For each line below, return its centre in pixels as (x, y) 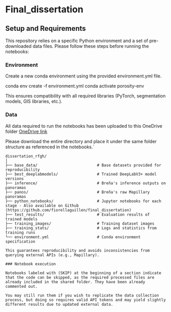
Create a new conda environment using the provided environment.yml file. (83, 76)
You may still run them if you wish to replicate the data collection (82, 295)
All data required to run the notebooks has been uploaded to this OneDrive (84, 126)
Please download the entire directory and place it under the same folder (81, 141)
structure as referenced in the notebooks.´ (50, 147)
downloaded (18, 46)
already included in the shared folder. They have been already (75, 282)
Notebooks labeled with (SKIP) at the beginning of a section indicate (83, 273)
